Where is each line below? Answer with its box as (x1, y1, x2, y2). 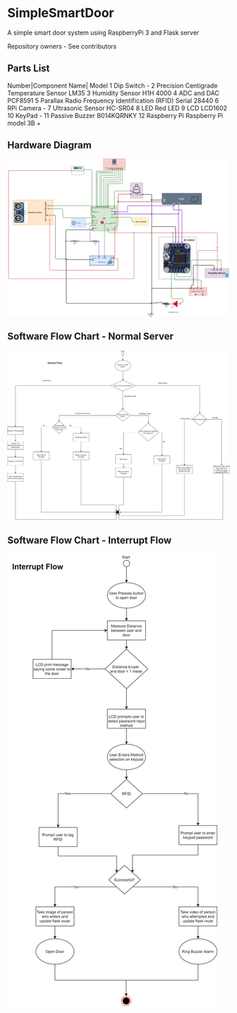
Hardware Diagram (7, 139, 92, 151)
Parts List (7, 62, 50, 75)
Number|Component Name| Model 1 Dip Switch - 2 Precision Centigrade (7, 81, 218, 90)
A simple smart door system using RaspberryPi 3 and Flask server (7, 28, 200, 37)
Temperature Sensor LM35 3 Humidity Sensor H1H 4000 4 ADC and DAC (7, 88, 220, 97)
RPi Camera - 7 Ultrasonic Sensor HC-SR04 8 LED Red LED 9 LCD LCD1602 (7, 104, 228, 112)
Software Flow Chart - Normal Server (7, 331, 174, 343)
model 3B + (7, 119, 41, 127)
